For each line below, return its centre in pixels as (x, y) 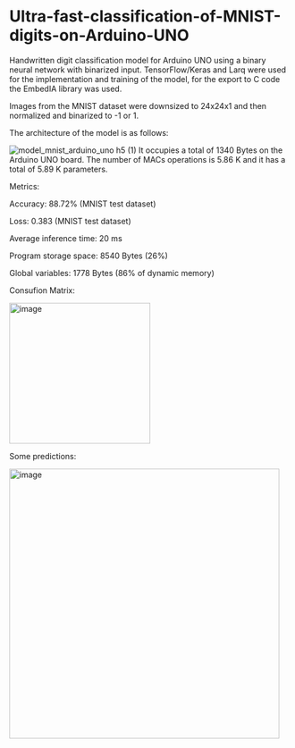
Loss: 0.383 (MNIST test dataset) (70, 221)
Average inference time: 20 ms (66, 238)
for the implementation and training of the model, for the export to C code (145, 79)
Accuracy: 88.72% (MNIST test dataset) (83, 204)
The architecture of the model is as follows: (89, 132)
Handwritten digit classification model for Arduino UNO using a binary (138, 60)
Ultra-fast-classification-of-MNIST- (145, 17)
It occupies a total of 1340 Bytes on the (211, 150)
